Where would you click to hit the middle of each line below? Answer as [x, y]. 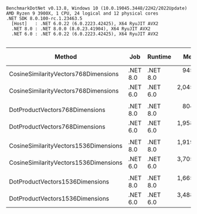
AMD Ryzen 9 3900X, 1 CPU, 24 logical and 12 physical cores [82, 13]
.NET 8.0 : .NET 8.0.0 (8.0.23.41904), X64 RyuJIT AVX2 [81, 29]
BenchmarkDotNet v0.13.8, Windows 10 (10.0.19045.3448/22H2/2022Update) [97, 8]
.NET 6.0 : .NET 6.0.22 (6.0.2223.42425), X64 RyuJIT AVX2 [85, 34]
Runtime [159, 57]
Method [66, 57]
